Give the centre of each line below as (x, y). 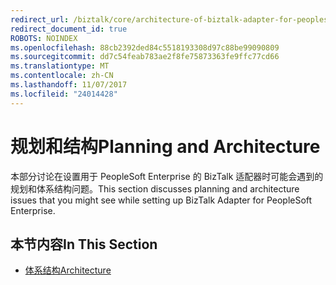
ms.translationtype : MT (60, 66)
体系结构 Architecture (68, 270)
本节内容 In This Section (84, 244)
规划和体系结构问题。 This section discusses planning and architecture (155, 188)
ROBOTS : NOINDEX (44, 38)
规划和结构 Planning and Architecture (165, 146)
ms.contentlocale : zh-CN (62, 76)
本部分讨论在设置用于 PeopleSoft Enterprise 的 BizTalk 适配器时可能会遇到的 (167, 176)
